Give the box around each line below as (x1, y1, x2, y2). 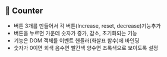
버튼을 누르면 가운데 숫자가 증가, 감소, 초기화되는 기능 (13, 29, 137, 36)
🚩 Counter (5, 6, 43, 16)
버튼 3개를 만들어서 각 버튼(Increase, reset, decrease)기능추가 (13, 22, 161, 29)
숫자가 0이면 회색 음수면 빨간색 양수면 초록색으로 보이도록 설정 (13, 44, 158, 51)
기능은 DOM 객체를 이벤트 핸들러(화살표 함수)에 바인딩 (13, 36, 140, 44)
